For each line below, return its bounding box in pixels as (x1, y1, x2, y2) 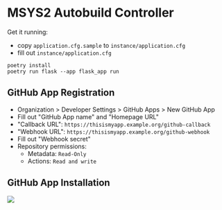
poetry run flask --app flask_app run (7, 68, 119, 75)
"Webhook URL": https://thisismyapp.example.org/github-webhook (17, 127, 210, 136)
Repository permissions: (17, 142, 87, 150)
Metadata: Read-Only (27, 149, 87, 157)
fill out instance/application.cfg (17, 49, 112, 57)
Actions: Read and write (27, 157, 97, 165)
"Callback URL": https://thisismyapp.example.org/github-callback (17, 120, 211, 128)
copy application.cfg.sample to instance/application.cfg (17, 41, 186, 49)
